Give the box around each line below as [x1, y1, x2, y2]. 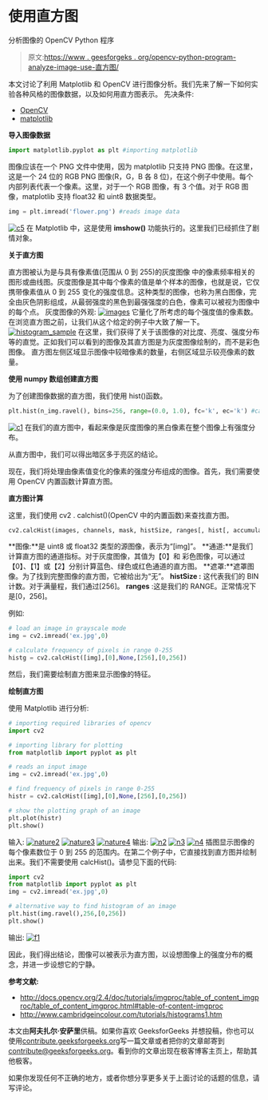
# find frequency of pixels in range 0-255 [8, 785, 156, 793]
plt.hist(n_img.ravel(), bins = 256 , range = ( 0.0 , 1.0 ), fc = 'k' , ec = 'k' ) [8, 407, 248, 415]
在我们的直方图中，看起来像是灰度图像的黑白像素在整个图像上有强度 [25, 422, 249, 432]
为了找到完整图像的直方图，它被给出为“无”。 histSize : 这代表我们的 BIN [22, 572, 259, 581]
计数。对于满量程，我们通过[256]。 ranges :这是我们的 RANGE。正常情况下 [8, 581, 257, 592]
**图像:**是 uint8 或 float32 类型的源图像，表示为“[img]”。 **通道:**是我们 [8, 541, 254, 552]
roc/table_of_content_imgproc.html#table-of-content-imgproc [19, 1001, 223, 1010]
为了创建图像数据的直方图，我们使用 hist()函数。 [8, 391, 167, 401]
